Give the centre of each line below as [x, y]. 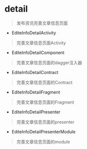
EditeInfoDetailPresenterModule [43, 131]
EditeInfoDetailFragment [36, 92]
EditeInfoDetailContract [35, 72]
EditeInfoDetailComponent [38, 53]
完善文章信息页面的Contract [44, 82]
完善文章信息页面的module [43, 142]
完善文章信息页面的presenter [45, 122]
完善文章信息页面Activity [41, 43]
